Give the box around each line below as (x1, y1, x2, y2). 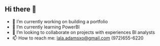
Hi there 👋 (5, 5, 37, 14)
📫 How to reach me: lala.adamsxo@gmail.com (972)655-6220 (12, 35, 144, 41)
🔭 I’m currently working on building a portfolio (12, 18, 108, 24)
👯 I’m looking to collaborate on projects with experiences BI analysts (12, 29, 155, 35)
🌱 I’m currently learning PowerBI (12, 24, 80, 30)
